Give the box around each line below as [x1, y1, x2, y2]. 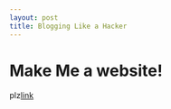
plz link [9, 90, 34, 101]
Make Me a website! [9, 60, 163, 81]
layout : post [9, 13, 59, 23]
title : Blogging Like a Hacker [9, 22, 128, 31]
